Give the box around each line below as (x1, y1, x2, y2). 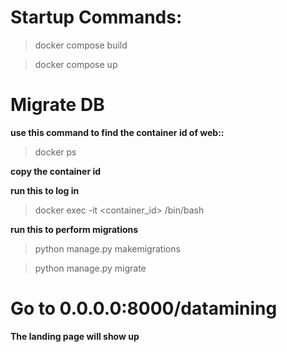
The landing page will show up (10, 330, 140, 342)
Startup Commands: (10, 6, 183, 29)
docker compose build (34, 39, 128, 51)
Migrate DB (10, 94, 105, 116)
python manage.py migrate (34, 262, 147, 274)
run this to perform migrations (10, 223, 139, 235)
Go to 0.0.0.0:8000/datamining (10, 297, 278, 320)
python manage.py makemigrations (34, 242, 181, 255)
